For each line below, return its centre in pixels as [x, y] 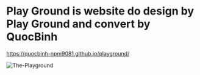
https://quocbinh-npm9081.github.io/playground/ [68, 53]
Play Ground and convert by [78, 24]
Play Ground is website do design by [100, 11]
